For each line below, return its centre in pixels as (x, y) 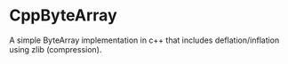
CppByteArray (63, 16)
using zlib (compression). (56, 49)
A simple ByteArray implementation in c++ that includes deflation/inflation (144, 40)
